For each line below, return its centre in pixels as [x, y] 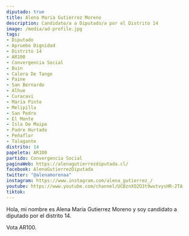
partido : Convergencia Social [45, 158]
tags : [13, 34]
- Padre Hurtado [27, 130]
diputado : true [25, 12]
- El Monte [20, 119]
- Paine [16, 79]
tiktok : [16, 192]
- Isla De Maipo [27, 125]
